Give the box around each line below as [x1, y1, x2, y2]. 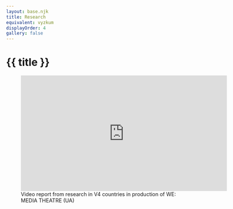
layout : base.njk [6, 8, 49, 15]
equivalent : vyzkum [6, 19, 54, 25]
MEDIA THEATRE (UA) [21, 197, 75, 204]
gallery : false [6, 31, 44, 36]
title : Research [6, 14, 46, 20]
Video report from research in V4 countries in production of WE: [21, 191, 177, 198]
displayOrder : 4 [6, 25, 46, 31]
